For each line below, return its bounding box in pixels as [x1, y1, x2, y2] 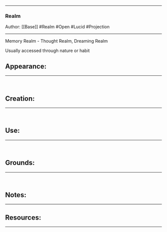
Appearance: [5, 62, 47, 70]
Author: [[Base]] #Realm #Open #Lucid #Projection [5, 24, 110, 30]
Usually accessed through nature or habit [5, 48, 90, 54]
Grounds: [5, 159, 35, 167]
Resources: [5, 213, 41, 222]
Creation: [5, 94, 35, 103]
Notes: [5, 190, 26, 199]
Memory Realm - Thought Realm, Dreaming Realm [5, 38, 108, 44]
